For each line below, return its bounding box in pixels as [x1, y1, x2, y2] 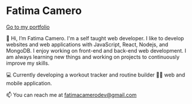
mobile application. [6, 79, 52, 86]
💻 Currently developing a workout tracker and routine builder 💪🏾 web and [6, 71, 186, 78]
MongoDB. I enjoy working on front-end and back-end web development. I [6, 47, 187, 54]
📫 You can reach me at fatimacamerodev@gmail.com [6, 91, 137, 98]
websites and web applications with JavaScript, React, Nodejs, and [6, 41, 169, 48]
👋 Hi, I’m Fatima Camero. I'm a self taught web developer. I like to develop [6, 34, 184, 41]
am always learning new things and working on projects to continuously [6, 53, 180, 60]
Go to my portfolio [6, 23, 50, 30]
